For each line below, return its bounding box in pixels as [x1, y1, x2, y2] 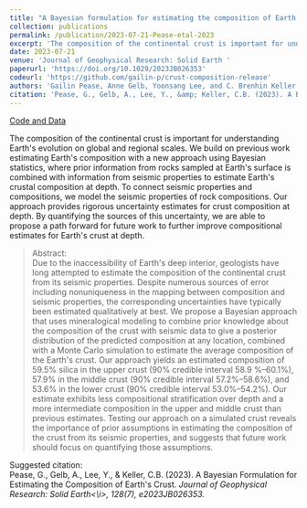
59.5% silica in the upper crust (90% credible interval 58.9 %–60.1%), [31, 364, 294, 375]
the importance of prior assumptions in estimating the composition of [31, 422, 293, 433]
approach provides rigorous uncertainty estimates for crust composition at [9, 200, 291, 211]
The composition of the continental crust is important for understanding [9, 132, 280, 143]
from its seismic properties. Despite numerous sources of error [31, 276, 270, 288]
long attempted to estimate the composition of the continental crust [31, 267, 286, 278]
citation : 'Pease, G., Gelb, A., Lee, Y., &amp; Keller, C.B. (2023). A [9, 90, 292, 99]
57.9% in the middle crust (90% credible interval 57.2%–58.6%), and [31, 374, 290, 385]
